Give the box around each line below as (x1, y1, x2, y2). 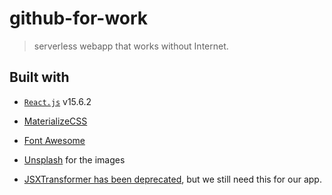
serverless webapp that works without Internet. (33, 40, 229, 52)
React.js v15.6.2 (23, 95, 92, 107)
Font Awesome (23, 134, 86, 146)
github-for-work (9, 7, 149, 30)
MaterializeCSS (23, 115, 88, 127)
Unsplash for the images (23, 153, 126, 166)
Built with (9, 69, 70, 86)
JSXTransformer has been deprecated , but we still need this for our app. (23, 173, 322, 185)
